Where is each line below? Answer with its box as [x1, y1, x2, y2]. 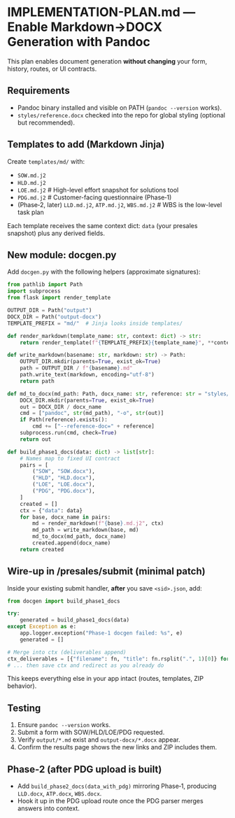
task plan [17, 208, 44, 216]
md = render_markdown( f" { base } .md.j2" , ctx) [32, 520, 164, 527]
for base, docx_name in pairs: [20, 514, 111, 521]
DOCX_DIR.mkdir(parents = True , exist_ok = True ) [20, 397, 155, 404]
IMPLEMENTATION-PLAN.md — [7, 4, 196, 20]
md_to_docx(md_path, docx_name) [32, 533, 127, 540]
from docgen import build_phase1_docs [7, 598, 120, 605]
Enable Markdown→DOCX [7, 19, 163, 35]
